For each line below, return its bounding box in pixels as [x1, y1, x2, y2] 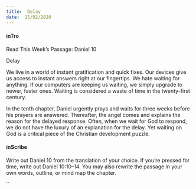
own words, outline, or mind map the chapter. [6, 169, 117, 176]
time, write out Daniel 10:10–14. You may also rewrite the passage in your [6, 163, 183, 170]
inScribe [6, 144, 28, 151]
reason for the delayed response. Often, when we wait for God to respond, [6, 118, 187, 125]
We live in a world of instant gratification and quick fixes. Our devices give [6, 69, 187, 76]
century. [6, 93, 27, 100]
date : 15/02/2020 [6, 14, 51, 20]
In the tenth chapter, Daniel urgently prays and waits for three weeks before [6, 105, 190, 112]
